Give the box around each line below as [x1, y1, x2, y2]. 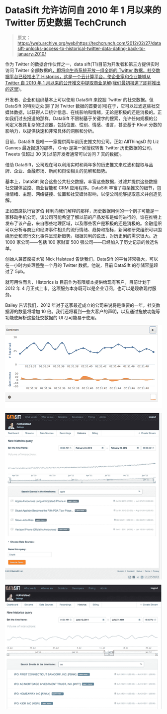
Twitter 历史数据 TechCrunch [5, 17, 127, 28]
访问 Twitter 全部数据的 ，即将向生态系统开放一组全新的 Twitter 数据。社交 [5, 67, 156, 73]
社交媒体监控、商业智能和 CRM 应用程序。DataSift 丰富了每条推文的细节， [5, 184, 157, 190]
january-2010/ [17, 50, 46, 56]
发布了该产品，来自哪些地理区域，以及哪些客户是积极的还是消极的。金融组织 [5, 220, 162, 226]
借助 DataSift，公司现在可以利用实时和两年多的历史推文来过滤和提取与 [5, 161, 149, 167]
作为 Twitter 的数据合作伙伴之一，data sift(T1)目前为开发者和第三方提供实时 [5, 61, 160, 67]
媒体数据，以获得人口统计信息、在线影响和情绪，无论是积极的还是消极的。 [5, 109, 158, 115]
